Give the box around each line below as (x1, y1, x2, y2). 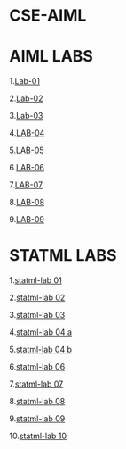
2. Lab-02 (9, 93, 43, 104)
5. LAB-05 (9, 145, 44, 156)
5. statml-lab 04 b (9, 345, 73, 355)
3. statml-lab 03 (9, 310, 66, 320)
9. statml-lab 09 (9, 413, 66, 424)
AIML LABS (9, 46, 93, 67)
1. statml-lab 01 (9, 275, 62, 286)
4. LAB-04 (9, 128, 45, 138)
